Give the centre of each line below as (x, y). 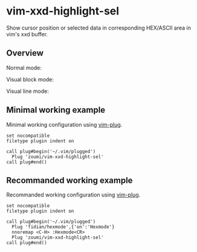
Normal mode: (24, 68)
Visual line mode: (28, 91)
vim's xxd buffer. (27, 34)
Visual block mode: (30, 79)
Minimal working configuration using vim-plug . (64, 124)
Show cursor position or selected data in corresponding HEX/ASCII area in (99, 28)
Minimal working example (56, 110)
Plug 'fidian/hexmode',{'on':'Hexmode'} (63, 227)
